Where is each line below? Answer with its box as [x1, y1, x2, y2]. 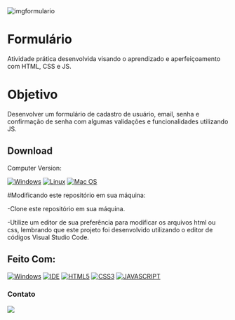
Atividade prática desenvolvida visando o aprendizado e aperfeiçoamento [7, 54, 221, 62]
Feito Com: [7, 253, 56, 265]
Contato [7, 289, 36, 299]
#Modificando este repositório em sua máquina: [7, 191, 146, 199]
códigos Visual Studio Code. [7, 233, 90, 241]
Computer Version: [7, 164, 62, 172]
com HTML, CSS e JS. [7, 62, 72, 70]
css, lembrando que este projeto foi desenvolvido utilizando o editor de [7, 225, 213, 234]
